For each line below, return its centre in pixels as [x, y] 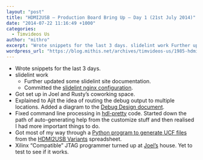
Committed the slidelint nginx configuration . [79, 88]
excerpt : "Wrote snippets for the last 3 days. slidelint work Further [98, 46]
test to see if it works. [42, 152]
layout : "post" [25, 12]
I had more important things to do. [57, 126]
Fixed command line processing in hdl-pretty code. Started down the [101, 113]
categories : [21, 29]
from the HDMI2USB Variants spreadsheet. [68, 139]
